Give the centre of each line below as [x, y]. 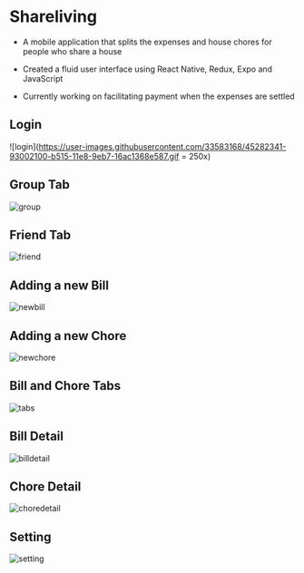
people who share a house [72, 51]
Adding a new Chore [68, 336]
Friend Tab [40, 234]
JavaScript [43, 78]
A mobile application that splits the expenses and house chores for [147, 42]
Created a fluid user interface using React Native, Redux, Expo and [147, 69]
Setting [30, 537]
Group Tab [39, 185]
